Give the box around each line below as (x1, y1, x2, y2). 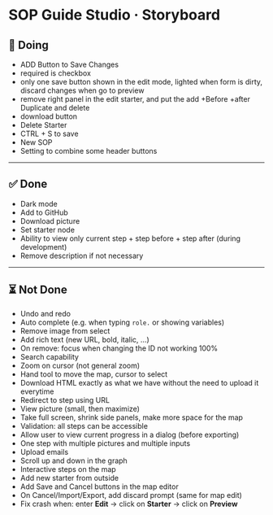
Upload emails (19, 447, 69, 456)
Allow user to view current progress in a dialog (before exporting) (19, 430, 240, 439)
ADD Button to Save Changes (19, 59, 119, 69)
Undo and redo (19, 308, 71, 318)
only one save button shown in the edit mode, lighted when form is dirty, (19, 77, 262, 86)
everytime (19, 386, 54, 396)
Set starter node (19, 225, 76, 234)
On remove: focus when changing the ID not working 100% (19, 343, 219, 353)
